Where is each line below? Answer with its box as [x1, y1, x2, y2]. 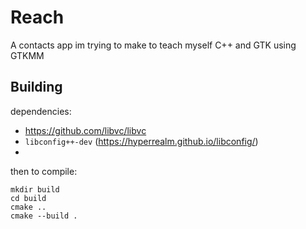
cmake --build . [10, 211, 78, 221]
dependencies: [10, 105, 72, 117]
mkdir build [10, 184, 60, 195]
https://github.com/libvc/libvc [24, 124, 147, 136]
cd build [10, 193, 47, 203]
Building [10, 79, 63, 96]
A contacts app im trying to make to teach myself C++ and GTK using [10, 39, 297, 51]
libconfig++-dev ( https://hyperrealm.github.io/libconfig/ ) [24, 135, 259, 147]
